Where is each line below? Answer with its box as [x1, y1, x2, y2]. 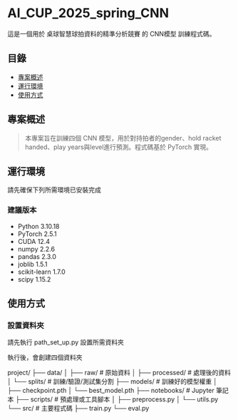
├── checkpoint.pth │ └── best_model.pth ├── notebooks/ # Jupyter [7, 386, 215, 395]
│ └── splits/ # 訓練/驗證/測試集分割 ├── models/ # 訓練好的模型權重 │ [7, 377, 218, 386]
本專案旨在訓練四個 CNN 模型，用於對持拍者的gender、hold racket [24, 133, 222, 142]
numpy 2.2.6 [17, 245, 56, 253]
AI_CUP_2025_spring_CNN [7, 5, 170, 21]
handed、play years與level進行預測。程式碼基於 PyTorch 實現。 [24, 143, 212, 151]
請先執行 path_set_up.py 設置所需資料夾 [7, 338, 125, 347]
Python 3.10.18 [17, 222, 60, 230]
